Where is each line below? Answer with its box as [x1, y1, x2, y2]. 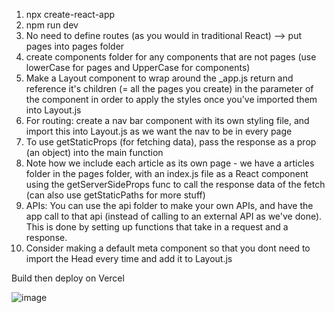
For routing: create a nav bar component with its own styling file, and [25, 115, 310, 126]
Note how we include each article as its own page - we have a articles [25, 157, 315, 169]
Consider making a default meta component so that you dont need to [25, 242, 311, 254]
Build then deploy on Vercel [11, 272, 125, 284]
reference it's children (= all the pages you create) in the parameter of [25, 83, 314, 94]
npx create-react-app [25, 9, 116, 20]
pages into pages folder [25, 40, 125, 52]
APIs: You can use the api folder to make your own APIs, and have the [25, 200, 314, 211]
